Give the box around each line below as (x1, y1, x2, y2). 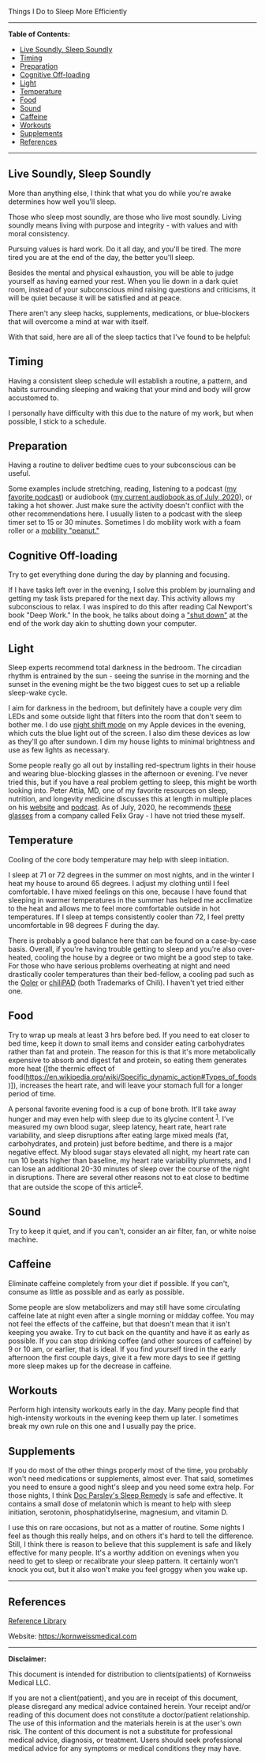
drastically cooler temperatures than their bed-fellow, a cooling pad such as (8, 969, 255, 979)
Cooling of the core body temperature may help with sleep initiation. (8, 854, 230, 864)
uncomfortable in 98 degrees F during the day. (8, 920, 160, 930)
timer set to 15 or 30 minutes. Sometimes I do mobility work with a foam (8, 518, 241, 527)
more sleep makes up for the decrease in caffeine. (8, 1361, 172, 1371)
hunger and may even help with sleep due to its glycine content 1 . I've (8, 1112, 234, 1123)
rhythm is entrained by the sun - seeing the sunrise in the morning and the (8, 671, 250, 681)
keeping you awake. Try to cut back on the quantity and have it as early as (8, 1327, 250, 1337)
